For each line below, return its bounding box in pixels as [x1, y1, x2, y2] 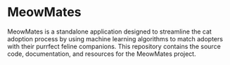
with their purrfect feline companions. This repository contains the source [7, 42, 222, 50]
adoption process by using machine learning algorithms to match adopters [7, 34, 224, 43]
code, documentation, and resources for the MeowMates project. [7, 50, 196, 58]
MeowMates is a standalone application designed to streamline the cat [7, 27, 212, 36]
